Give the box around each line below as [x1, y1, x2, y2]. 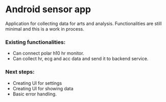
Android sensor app [5, 4, 91, 15]
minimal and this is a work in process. [5, 25, 84, 32]
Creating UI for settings [12, 80, 62, 86]
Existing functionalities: [5, 38, 66, 45]
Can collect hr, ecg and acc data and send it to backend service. [12, 56, 149, 62]
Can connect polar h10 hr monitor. [12, 50, 84, 57]
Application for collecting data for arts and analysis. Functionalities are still [5, 20, 162, 27]
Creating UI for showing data [12, 85, 74, 91]
